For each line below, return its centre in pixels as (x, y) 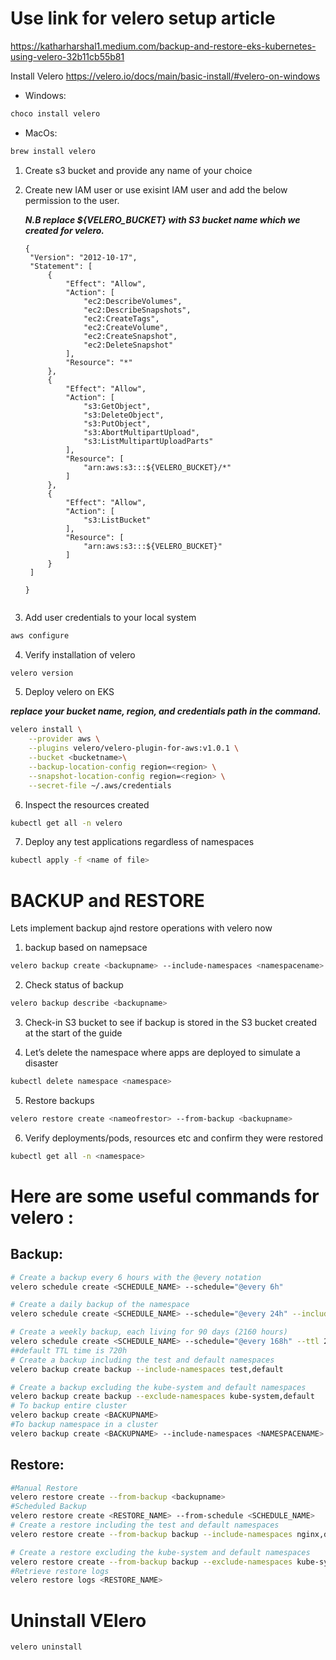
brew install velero (53, 151)
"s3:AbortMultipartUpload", (142, 432)
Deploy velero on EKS (69, 692)
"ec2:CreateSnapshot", (130, 336)
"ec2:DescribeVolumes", (133, 301)
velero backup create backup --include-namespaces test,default (147, 1369)
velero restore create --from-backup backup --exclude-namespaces (151, 1562)
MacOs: (41, 133)
